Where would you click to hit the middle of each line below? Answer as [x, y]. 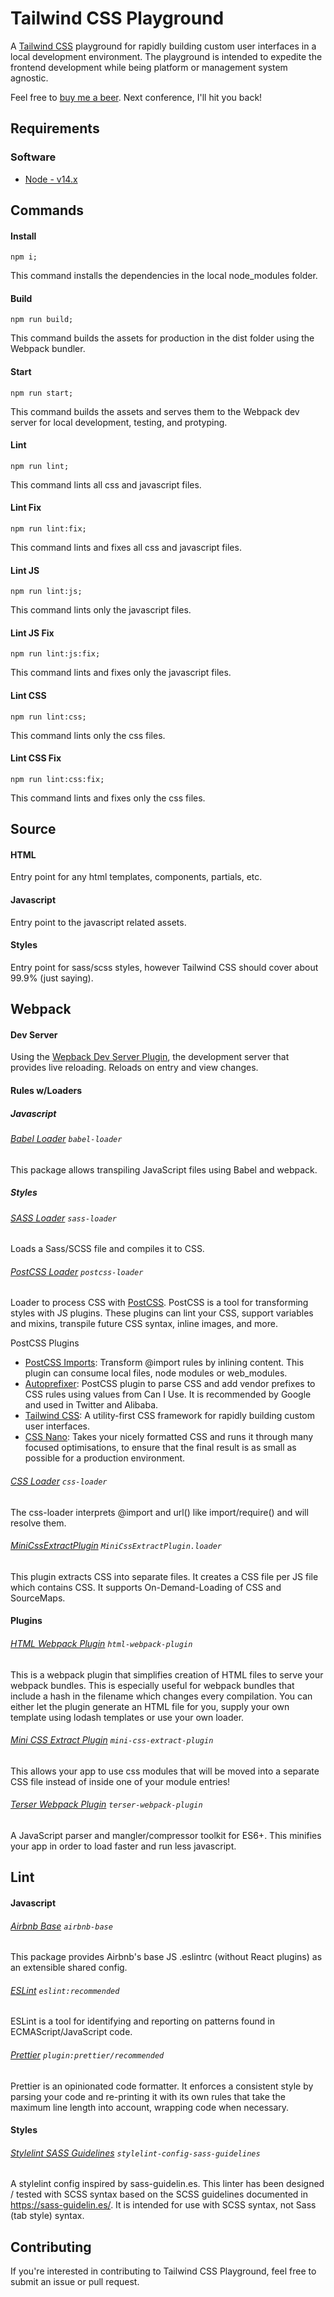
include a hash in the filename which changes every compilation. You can [161, 1696]
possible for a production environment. [105, 1458]
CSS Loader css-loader [59, 1481]
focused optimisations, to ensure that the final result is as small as [160, 1448]
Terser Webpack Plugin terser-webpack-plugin [106, 1804]
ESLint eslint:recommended [65, 1990]
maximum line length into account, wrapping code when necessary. [150, 2107]
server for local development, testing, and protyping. [119, 422]
